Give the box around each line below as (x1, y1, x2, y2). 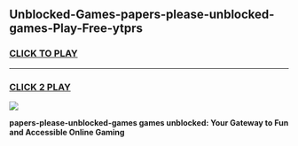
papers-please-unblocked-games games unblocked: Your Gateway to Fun (9, 117, 289, 127)
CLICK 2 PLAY (9, 81, 71, 93)
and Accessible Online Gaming (9, 127, 125, 137)
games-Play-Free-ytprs (9, 21, 144, 36)
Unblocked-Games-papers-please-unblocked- (9, 7, 275, 22)
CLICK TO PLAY (9, 48, 78, 60)
